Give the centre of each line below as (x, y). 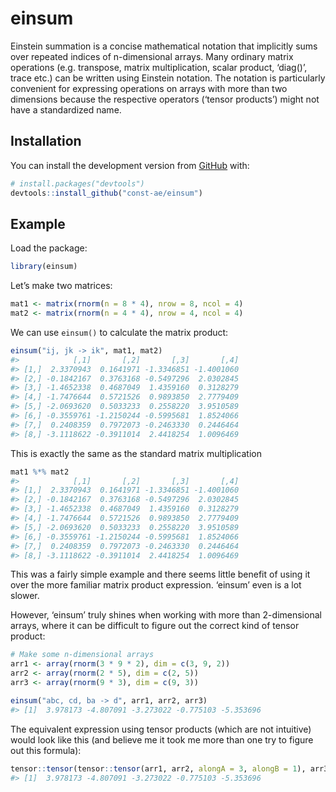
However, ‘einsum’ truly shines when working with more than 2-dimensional (166, 615)
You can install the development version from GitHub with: (130, 165)
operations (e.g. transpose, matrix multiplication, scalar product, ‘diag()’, (159, 67)
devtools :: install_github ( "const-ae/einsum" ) (106, 193)
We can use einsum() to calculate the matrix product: (119, 332)
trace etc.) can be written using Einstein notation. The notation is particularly (168, 78)
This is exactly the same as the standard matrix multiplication (136, 453)
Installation (46, 141)
